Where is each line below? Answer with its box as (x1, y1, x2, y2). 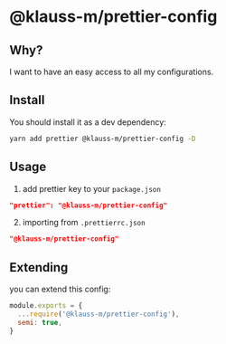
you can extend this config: (9, 283, 111, 295)
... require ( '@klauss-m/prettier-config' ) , (17, 310, 180, 319)
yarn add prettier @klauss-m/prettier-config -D (9, 134, 196, 143)
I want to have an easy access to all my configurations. (9, 66, 214, 77)
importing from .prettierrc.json (22, 217, 146, 228)
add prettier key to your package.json (22, 183, 161, 194)
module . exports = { (9, 301, 83, 311)
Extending (9, 260, 69, 275)
